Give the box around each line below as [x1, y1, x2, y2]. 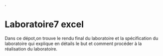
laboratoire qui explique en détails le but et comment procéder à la [5, 40, 142, 46]
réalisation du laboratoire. [5, 45, 58, 51]
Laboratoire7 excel [5, 19, 84, 30]
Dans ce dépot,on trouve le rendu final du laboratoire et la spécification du [5, 35, 158, 41]
